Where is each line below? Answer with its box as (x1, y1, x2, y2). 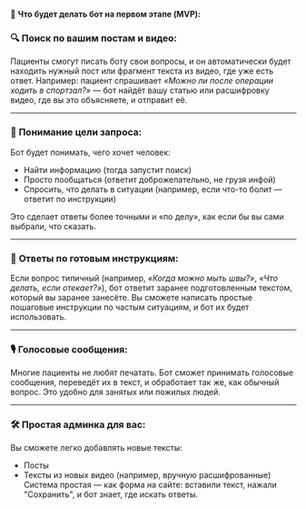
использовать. (10, 310, 67, 322)
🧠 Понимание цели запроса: (10, 126, 143, 138)
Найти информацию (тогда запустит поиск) (23, 164, 192, 175)
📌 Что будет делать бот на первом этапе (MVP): (10, 9, 201, 19)
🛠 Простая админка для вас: (10, 419, 146, 432)
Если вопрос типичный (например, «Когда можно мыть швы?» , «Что (10, 272, 279, 283)
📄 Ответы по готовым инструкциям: (10, 251, 180, 264)
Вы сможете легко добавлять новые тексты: (10, 443, 183, 453)
